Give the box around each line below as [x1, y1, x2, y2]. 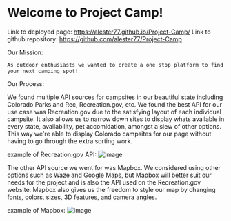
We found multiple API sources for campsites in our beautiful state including [7, 93, 223, 101]
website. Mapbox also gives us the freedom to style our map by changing [7, 185, 216, 193]
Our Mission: [7, 48, 43, 56]
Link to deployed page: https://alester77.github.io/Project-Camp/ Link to [7, 28, 212, 36]
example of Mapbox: [7, 206, 66, 214]
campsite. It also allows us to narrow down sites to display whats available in [7, 115, 225, 123]
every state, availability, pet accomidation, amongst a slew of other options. [7, 122, 222, 130]
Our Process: [7, 79, 45, 87]
